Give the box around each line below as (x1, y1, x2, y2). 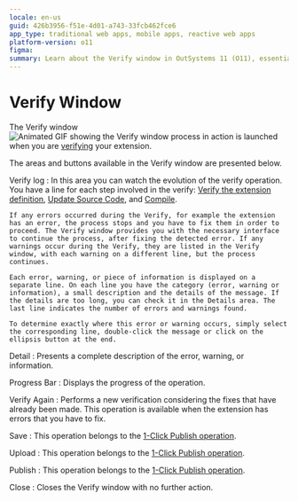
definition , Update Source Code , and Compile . (9, 193, 177, 204)
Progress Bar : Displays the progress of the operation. (9, 377, 206, 387)
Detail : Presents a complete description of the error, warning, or (9, 350, 245, 361)
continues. (9, 257, 50, 266)
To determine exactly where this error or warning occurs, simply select (9, 319, 288, 328)
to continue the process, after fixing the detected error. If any (9, 234, 264, 243)
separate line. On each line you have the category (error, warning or (9, 280, 279, 289)
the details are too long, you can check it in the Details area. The (9, 296, 276, 305)
